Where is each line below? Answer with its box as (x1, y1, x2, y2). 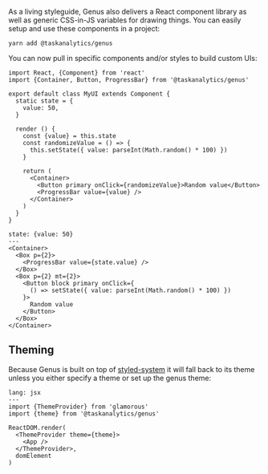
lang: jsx (8, 388, 42, 396)
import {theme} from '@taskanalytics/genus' (8, 409, 160, 418)
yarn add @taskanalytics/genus (8, 39, 113, 47)
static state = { (15, 97, 74, 105)
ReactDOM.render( (8, 423, 67, 431)
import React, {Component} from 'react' (8, 69, 146, 77)
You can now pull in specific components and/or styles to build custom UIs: (8, 54, 258, 63)
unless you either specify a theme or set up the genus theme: (8, 373, 212, 383)
